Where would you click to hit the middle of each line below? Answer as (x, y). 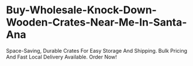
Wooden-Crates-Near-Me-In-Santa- (96, 22)
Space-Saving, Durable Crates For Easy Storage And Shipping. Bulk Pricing (97, 50)
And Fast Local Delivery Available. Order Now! (61, 57)
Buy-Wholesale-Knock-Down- (81, 10)
